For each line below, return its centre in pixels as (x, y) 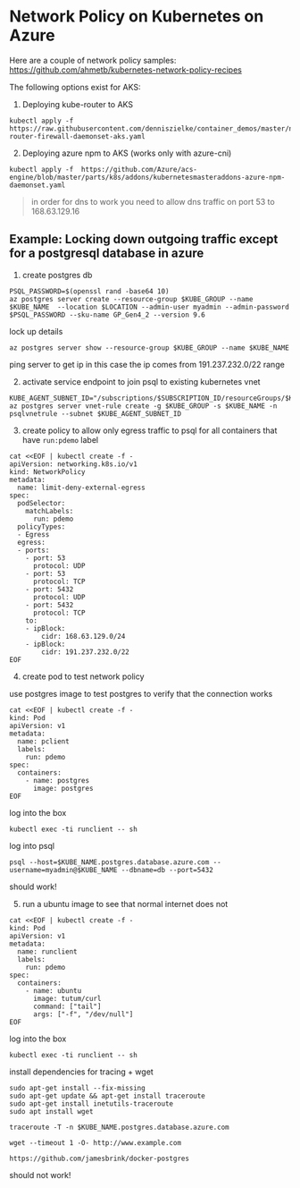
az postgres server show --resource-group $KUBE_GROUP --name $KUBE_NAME (150, 348)
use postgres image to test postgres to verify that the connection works (141, 693)
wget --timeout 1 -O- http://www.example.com (95, 1142)
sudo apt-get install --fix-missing (77, 1088)
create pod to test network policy (83, 676)
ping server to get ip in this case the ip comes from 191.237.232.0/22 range (147, 364)
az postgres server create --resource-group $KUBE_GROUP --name (131, 299)
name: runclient (47, 951)
